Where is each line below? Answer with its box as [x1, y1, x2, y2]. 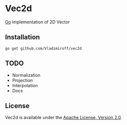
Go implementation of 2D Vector [5, 19, 70, 25]
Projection [12, 77, 33, 83]
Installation [5, 33, 40, 41]
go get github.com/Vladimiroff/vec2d [5, 46, 82, 51]
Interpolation [12, 82, 38, 88]
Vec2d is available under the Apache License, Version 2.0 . [5, 115, 122, 121]
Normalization [12, 72, 41, 78]
